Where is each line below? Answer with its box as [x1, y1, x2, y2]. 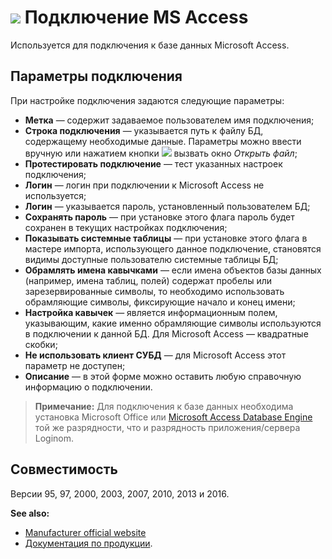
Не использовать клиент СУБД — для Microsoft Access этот [24, 349, 287, 361]
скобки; [24, 338, 58, 350]
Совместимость [10, 461, 118, 478]
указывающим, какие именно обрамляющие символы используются [24, 317, 322, 329]
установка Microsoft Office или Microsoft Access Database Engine [34, 411, 313, 423]
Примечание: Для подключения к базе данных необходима [34, 400, 294, 412]
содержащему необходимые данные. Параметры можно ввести [24, 135, 302, 147]
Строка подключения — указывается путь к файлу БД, [24, 124, 264, 136]
